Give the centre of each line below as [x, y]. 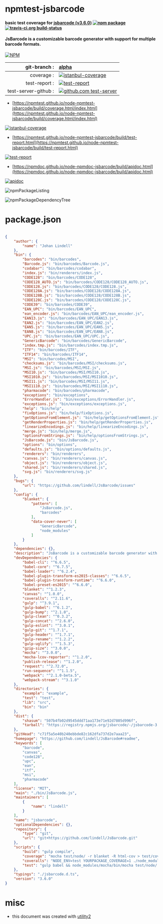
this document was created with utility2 [51, 916]
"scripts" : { [27, 847]
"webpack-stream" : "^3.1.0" [51, 680]
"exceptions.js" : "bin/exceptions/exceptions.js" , [75, 404]
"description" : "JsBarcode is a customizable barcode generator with [86, 553]
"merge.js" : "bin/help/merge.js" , [57, 431]
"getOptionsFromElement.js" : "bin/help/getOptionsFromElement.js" [91, 418]
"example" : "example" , [45, 693]
